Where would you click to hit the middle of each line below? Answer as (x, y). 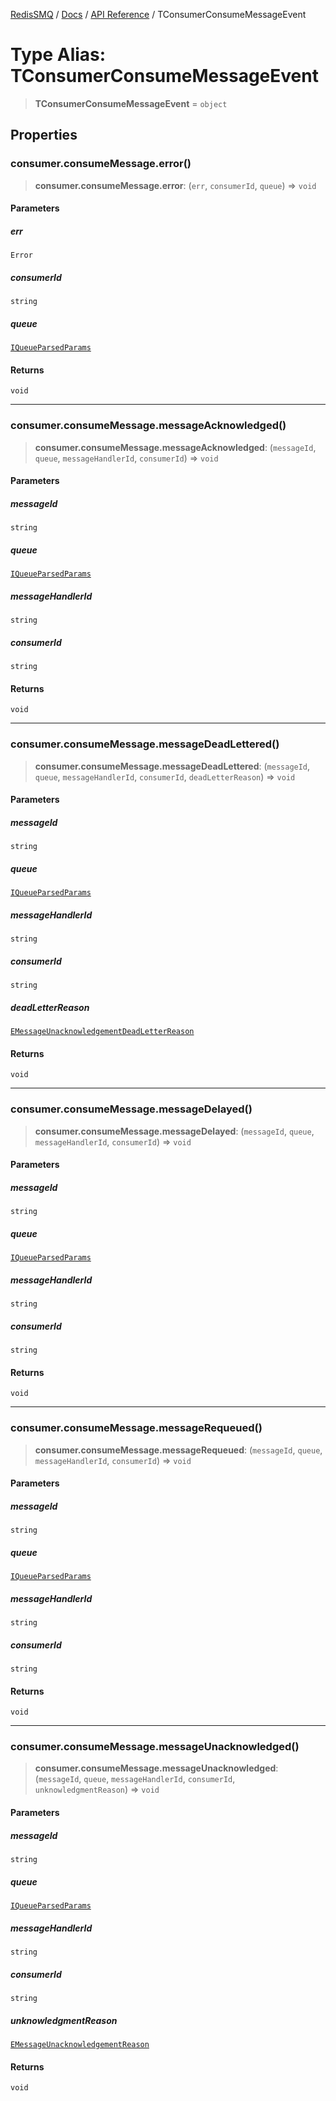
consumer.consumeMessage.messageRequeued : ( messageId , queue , (178, 1450)
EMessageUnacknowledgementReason (80, 2044)
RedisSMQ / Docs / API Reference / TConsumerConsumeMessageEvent (158, 14)
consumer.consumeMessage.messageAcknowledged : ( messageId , (175, 447)
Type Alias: (58, 55)
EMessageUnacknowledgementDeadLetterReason (102, 1032)
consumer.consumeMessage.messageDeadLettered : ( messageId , (172, 766)
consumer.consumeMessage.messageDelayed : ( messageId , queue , (174, 1131)
